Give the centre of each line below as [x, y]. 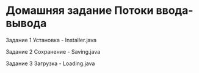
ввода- [175, 11]
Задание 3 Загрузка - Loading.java [50, 63]
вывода [26, 23]
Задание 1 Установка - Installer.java [51, 40]
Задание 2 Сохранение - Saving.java [53, 51]
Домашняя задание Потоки [80, 11]
